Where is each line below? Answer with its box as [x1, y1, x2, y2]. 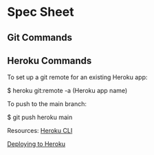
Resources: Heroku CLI [7, 127, 73, 135]
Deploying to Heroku [7, 140, 66, 148]
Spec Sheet [7, 4, 74, 20]
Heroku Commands [7, 54, 92, 66]
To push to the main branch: [7, 100, 87, 108]
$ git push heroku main [7, 113, 73, 121]
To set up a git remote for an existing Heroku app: [7, 73, 148, 81]
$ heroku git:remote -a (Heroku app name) [7, 87, 128, 95]
